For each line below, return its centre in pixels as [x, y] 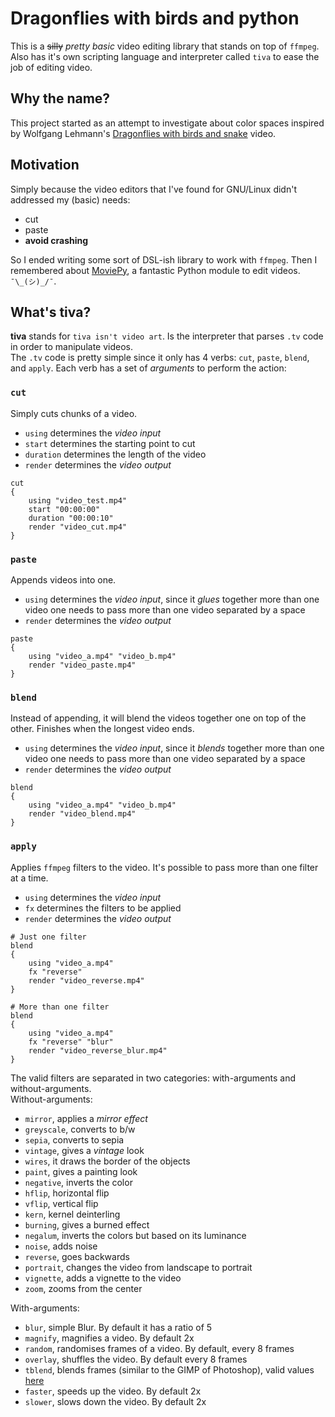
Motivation [45, 165]
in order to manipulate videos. [71, 347]
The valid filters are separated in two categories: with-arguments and [153, 1078]
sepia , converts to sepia [74, 1139]
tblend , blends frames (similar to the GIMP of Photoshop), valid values [169, 1369]
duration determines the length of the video [115, 454]
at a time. [29, 878]
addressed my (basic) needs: [70, 199]
